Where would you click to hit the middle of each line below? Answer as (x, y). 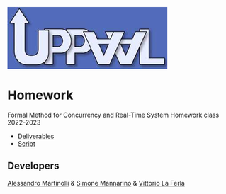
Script (26, 143)
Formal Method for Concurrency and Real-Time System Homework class (113, 115)
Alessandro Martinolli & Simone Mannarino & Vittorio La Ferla (96, 183)
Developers (33, 166)
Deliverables (36, 136)
